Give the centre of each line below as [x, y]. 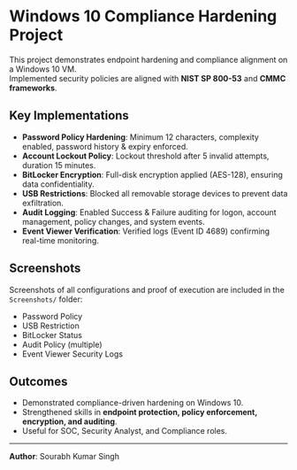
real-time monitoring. [61, 240]
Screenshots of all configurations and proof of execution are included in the [147, 289]
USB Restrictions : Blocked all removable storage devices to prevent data [155, 193]
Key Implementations [69, 116]
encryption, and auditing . [69, 421]
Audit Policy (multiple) [62, 344]
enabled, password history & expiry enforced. [105, 146]
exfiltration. [43, 203]
